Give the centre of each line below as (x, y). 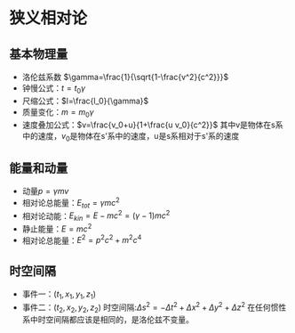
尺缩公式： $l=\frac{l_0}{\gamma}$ (85, 101)
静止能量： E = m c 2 (57, 228)
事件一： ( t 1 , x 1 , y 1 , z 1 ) (59, 295)
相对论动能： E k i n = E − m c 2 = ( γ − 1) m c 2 (96, 216)
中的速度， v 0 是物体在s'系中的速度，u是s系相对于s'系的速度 (131, 137)
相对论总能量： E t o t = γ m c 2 (71, 203)
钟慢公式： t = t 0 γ (54, 89)
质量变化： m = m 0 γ (58, 113)
